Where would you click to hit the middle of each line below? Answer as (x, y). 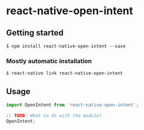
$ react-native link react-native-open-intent (65, 73)
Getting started (35, 33)
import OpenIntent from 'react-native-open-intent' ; (73, 105)
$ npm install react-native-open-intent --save (66, 46)
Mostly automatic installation (49, 61)
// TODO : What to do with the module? (54, 116)
